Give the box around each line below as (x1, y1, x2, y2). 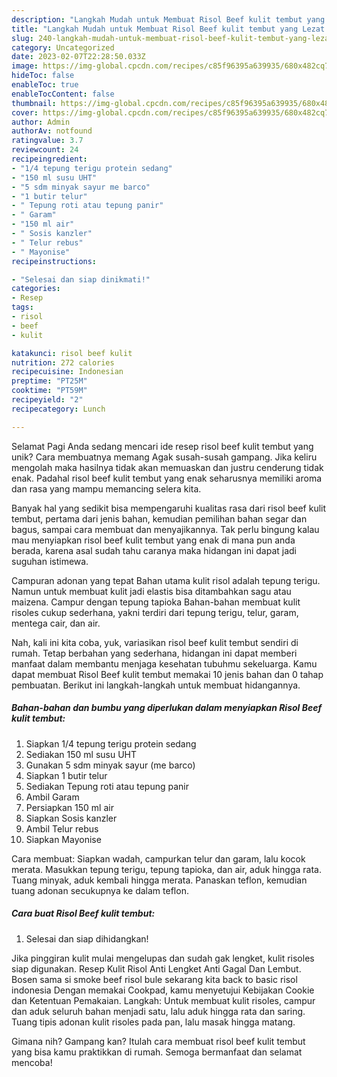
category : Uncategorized (11, 42, 115, 53)
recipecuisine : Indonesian (11, 367, 124, 377)
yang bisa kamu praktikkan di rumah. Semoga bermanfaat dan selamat (11, 1046, 303, 1058)
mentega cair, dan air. (11, 617, 101, 629)
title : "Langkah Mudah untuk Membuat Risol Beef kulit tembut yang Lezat (11, 24, 326, 34)
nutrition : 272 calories (11, 357, 115, 368)
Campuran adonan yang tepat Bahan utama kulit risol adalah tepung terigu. (11, 574, 321, 586)
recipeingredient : (11, 154, 88, 164)
